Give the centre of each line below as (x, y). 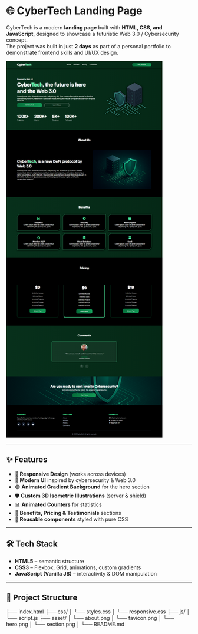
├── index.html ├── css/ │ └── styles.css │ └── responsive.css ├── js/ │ (98, 612)
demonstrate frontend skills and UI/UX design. (62, 52)
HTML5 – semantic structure (49, 561)
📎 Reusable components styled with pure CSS (71, 519)
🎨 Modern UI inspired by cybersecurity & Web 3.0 (75, 480)
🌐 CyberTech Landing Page (74, 11)
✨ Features (27, 460)
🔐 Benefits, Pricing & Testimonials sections (68, 513)
